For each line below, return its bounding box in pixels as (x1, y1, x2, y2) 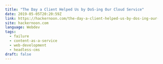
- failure (9, 34, 29, 39)
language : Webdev (5, 25, 40, 30)
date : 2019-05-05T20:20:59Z (5, 12, 62, 16)
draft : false (5, 51, 32, 57)
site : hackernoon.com (5, 20, 49, 26)
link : (5, 16, 16, 21)
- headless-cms (9, 47, 40, 52)
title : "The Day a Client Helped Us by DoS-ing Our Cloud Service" (5, 7, 145, 12)
